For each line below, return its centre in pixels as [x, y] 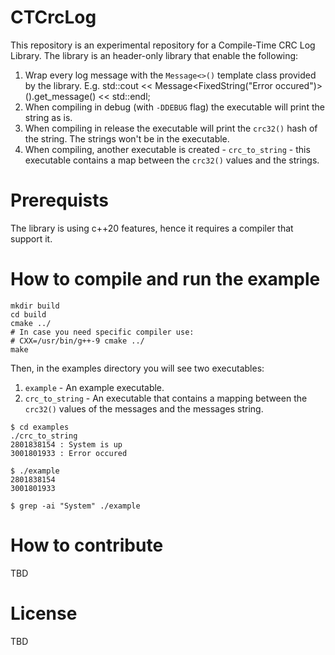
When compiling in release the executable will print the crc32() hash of [171, 128]
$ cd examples [40, 427]
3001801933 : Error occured [69, 453]
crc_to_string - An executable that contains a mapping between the [166, 398]
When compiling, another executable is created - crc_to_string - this [167, 149]
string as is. [48, 117]
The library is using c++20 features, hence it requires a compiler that [152, 228]
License [44, 613]
